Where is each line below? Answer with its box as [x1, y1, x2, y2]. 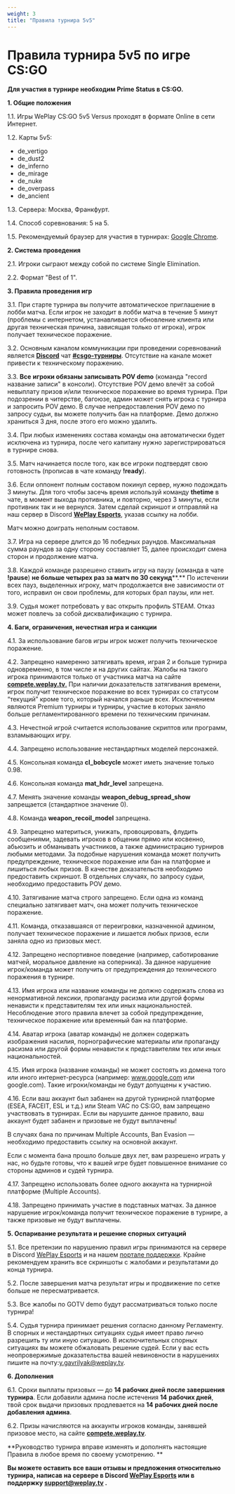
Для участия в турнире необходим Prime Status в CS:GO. [7, 85, 184, 93]
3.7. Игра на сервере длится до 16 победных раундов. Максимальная [7, 538, 216, 546]
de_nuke [17, 177, 43, 185]
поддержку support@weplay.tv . [7, 1479, 107, 1487]
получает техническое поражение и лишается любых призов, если [7, 930, 209, 938]
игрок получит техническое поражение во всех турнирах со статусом [7, 687, 219, 696]
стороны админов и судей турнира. [7, 1166, 114, 1175]
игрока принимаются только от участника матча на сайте [7, 673, 182, 681]
